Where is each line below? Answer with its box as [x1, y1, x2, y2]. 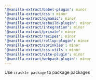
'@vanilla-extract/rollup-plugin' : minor [4, 39, 89, 43]
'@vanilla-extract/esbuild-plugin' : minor [4, 20, 91, 26]
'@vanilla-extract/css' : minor [4, 12, 68, 16]
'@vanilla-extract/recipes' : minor [4, 34, 76, 39]
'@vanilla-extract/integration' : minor [4, 25, 85, 30]
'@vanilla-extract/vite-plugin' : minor [4, 52, 85, 57]
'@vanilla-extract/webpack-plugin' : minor [4, 56, 91, 61]
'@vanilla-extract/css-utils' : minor [4, 47, 81, 52]
